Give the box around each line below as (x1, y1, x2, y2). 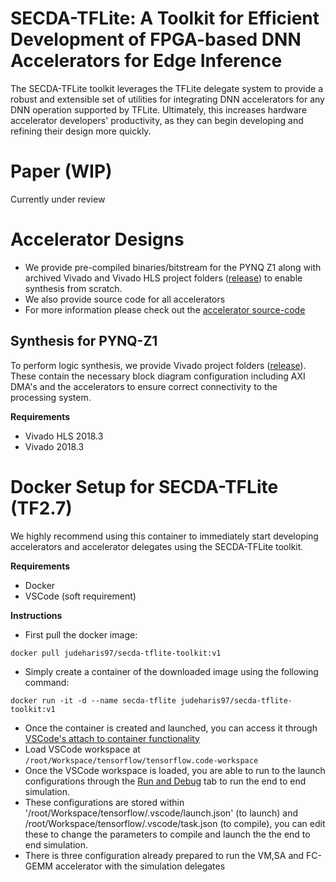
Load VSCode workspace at (24, 743, 141, 755)
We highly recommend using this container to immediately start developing (10, 530, 319, 542)
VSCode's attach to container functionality (24, 732, 200, 744)
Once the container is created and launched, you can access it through (24, 722, 318, 734)
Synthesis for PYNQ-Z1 (10, 333, 158, 350)
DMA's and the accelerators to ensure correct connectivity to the (10, 380, 278, 392)
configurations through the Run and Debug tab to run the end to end (24, 775, 307, 787)
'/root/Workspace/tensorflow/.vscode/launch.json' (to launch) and (24, 807, 298, 819)
